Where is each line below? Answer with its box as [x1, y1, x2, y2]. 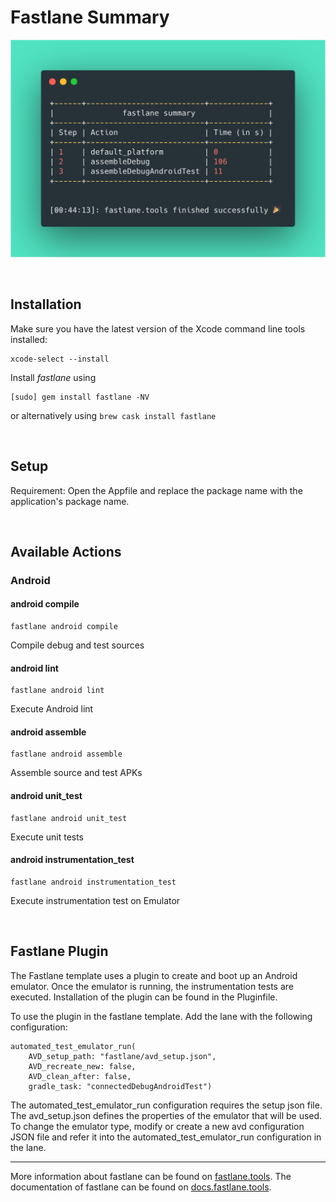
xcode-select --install [10, 354, 110, 364]
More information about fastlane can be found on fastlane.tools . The [10, 1170, 292, 1182]
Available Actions [10, 543, 122, 560]
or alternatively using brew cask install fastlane [10, 409, 217, 421]
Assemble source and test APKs [10, 767, 143, 779]
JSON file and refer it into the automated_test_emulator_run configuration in [10, 1131, 322, 1143]
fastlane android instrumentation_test [10, 877, 177, 887]
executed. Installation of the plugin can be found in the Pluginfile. [10, 991, 278, 1003]
